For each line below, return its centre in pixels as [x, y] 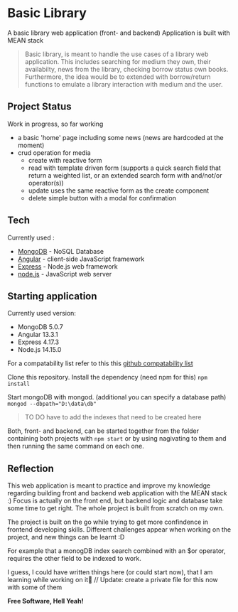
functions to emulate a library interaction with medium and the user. [124, 84]
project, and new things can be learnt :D [66, 537]
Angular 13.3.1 [38, 335]
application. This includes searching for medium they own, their [118, 61]
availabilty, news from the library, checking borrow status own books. [126, 69]
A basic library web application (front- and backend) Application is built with [119, 33]
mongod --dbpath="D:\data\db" [52, 404]
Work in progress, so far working [55, 124]
